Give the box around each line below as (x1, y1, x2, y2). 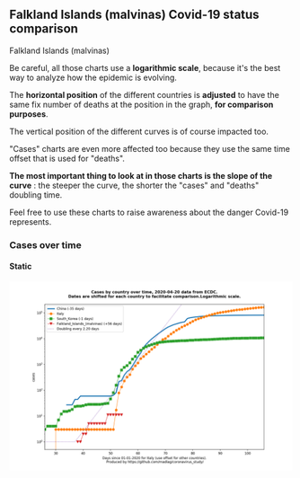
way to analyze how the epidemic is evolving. (9, 72, 178, 83)
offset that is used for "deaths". (9, 153, 126, 164)
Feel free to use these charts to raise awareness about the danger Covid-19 (9, 207, 289, 217)
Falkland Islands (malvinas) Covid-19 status (9, 7, 260, 22)
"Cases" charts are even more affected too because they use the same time (9, 143, 290, 154)
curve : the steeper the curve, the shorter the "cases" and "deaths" (9, 180, 260, 190)
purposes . (9, 108, 49, 119)
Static (9, 261, 32, 272)
